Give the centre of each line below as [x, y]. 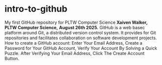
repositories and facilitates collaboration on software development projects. [81, 38]
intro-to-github [36, 9]
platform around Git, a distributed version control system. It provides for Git [80, 32]
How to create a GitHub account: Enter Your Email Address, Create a [73, 43]
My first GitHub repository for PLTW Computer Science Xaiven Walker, [76, 22]
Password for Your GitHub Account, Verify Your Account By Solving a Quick [81, 48]
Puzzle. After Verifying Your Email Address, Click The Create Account [75, 53]
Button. [12, 58]
